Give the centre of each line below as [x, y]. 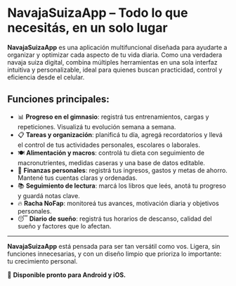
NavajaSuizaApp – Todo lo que [98, 13]
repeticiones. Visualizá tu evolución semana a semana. [97, 126]
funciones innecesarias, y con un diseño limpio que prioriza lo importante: [114, 254]
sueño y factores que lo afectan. [64, 226]
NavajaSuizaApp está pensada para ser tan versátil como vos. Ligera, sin [114, 246]
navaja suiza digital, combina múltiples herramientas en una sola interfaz [112, 62]
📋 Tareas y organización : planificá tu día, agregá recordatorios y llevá [120, 134]
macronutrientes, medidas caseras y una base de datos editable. [111, 162]
